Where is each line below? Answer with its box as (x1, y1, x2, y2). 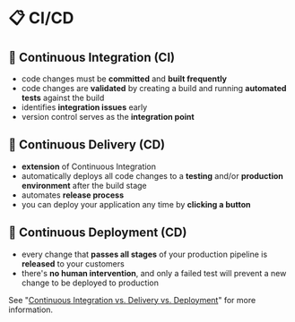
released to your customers (21, 258, 125, 269)
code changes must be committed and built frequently (21, 73, 228, 84)
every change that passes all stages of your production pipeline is (21, 249, 268, 259)
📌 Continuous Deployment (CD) (8, 225, 187, 241)
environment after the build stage (21, 180, 147, 191)
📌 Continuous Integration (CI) (8, 49, 176, 64)
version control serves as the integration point (21, 112, 195, 122)
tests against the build (21, 92, 105, 103)
